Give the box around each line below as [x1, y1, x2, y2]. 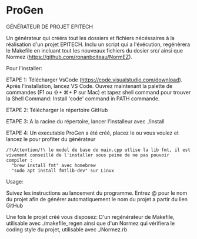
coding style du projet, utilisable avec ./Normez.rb [6, 225, 128, 233]
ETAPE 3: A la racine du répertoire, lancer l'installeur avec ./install [6, 117, 165, 125]
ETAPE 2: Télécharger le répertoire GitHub [6, 106, 108, 113]
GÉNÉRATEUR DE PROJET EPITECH [6, 23, 93, 30]
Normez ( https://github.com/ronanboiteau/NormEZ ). [6, 53, 133, 60]
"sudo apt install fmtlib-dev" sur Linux [11, 168, 115, 173]
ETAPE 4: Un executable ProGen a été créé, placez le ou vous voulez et [6, 129, 179, 136]
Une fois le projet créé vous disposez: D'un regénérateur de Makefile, [6, 213, 175, 220]
